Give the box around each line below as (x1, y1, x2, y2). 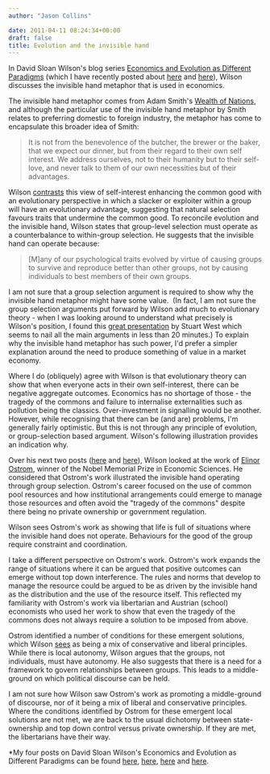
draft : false (8, 34, 52, 42)
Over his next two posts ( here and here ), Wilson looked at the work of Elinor (8, 456, 260, 465)
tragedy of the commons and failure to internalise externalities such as (8, 397, 243, 407)
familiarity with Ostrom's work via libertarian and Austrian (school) (8, 598, 228, 608)
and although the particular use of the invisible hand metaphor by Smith (8, 105, 247, 114)
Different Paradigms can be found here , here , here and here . (8, 756, 210, 766)
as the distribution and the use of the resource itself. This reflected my (8, 589, 242, 599)
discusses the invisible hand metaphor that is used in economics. (8, 81, 225, 90)
